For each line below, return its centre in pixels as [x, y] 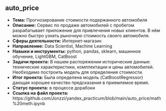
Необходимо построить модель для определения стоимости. [78, 72]
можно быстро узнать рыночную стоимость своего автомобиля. [81, 35]
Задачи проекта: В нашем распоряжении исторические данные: [82, 61]
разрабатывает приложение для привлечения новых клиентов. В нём [86, 30]
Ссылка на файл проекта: [40, 93]
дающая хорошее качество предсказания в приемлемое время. [81, 83]
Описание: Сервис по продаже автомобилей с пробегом [73, 25]
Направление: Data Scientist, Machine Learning [62, 46]
